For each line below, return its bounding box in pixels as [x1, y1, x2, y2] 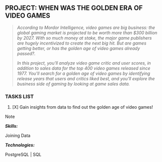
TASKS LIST [5, 93, 34, 100]
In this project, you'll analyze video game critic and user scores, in [17, 60, 151, 66]
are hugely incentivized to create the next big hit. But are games [17, 40, 146, 46]
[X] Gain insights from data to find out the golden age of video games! [12, 104, 153, 110]
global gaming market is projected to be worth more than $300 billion [17, 29, 158, 36]
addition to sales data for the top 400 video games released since [17, 65, 150, 71]
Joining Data [5, 133, 31, 139]
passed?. [17, 50, 36, 56]
